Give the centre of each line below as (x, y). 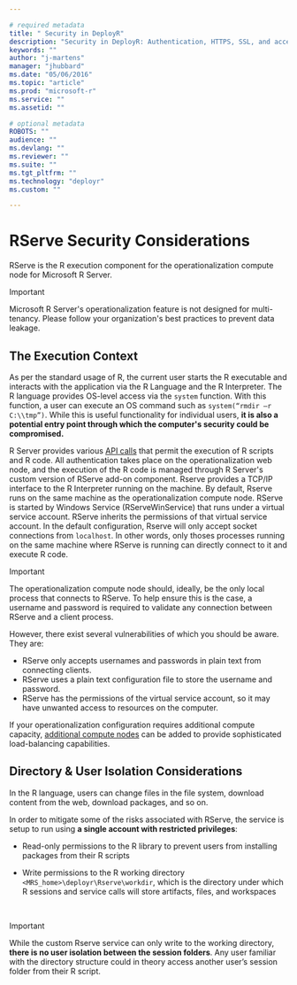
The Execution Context (74, 356)
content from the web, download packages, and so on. (109, 802)
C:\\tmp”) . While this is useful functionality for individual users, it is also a (144, 415)
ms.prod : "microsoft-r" (53, 91)
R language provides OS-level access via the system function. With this (138, 396)
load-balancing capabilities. (60, 744)
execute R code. (39, 554)
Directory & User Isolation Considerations (126, 772)
